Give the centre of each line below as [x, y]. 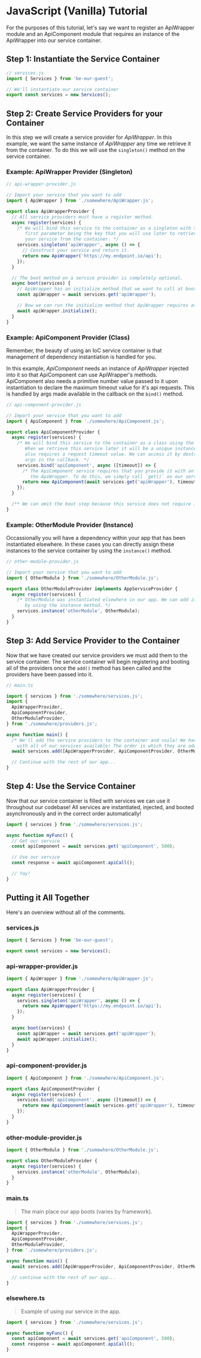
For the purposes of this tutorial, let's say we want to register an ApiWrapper [100, 28]
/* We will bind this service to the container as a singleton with [104, 228]
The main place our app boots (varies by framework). [86, 1211]
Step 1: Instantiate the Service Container [83, 59]
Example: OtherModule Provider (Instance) [70, 525]
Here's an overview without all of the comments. [66, 912]
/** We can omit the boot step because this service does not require [101, 504]
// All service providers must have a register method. [83, 217]
